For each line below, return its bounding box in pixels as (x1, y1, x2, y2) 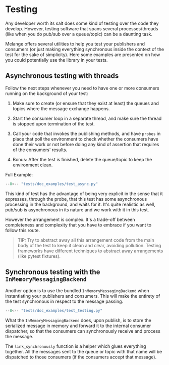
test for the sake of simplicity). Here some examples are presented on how (5, 52, 160, 58)
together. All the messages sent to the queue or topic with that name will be (5, 349, 162, 355)
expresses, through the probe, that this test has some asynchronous (5, 196, 147, 202)
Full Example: (5, 171, 33, 177)
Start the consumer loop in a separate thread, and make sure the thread (12, 115, 162, 121)
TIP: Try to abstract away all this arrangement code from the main (17, 237, 155, 243)
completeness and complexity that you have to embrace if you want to (5, 221, 152, 228)
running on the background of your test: (5, 90, 88, 97)
